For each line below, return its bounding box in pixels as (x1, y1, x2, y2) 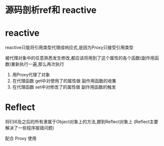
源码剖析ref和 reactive (5, 4, 97, 16)
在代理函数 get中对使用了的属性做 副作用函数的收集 (12, 78, 117, 84)
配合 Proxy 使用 (5, 136, 37, 142)
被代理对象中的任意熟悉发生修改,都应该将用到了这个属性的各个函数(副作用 (5, 55, 155, 61)
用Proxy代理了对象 (12, 72, 50, 78)
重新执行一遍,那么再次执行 (11, 61, 65, 67)
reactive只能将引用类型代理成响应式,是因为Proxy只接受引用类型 (5, 45, 134, 50)
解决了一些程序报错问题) (5, 125, 55, 131)
